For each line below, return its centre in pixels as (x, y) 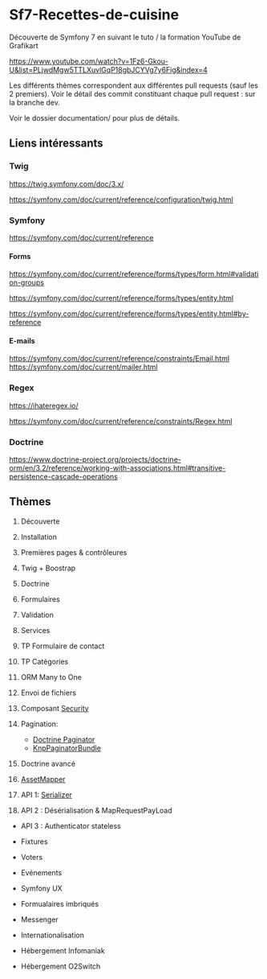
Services (35, 630)
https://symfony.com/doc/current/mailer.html (84, 367)
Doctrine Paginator (64, 739)
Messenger (39, 919)
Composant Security (55, 708)
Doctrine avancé (48, 763)
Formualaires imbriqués (60, 903)
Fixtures (34, 841)
